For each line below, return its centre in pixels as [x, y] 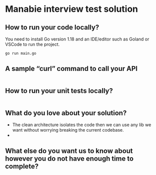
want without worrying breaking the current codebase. [68, 130]
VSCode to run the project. [32, 44]
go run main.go [21, 53]
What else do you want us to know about [69, 151]
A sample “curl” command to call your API [71, 69]
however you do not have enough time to [69, 158]
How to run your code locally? [52, 27]
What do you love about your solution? [66, 113]
